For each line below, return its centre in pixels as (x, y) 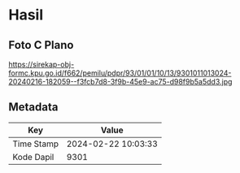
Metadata (33, 107)
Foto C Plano (41, 45)
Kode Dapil (33, 157)
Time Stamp (36, 144)
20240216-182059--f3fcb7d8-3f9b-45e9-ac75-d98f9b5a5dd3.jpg (120, 82)
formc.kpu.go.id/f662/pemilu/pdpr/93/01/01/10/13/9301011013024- (120, 73)
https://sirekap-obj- (41, 64)
